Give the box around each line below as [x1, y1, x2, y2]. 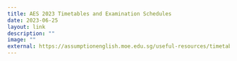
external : [7, 43, 37, 50]
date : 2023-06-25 [7, 17, 59, 24]
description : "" [7, 29, 55, 37]
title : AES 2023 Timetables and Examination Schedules [7, 10, 172, 18]
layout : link [7, 23, 46, 30]
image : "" [7, 36, 37, 43]
